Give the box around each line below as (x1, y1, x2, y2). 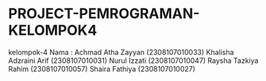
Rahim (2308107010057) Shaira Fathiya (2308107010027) (8, 64, 196, 73)
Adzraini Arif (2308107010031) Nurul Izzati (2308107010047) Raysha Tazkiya (8, 56, 259, 65)
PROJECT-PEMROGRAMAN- (8, 5, 200, 23)
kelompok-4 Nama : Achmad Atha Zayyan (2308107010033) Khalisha (8, 47, 234, 57)
